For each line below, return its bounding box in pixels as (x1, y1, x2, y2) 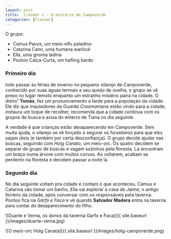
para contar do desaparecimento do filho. (5, 202, 93, 208)
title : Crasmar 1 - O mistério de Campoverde (5, 12, 106, 17)
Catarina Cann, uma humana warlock (12, 46, 91, 53)
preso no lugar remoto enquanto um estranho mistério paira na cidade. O (5, 92, 159, 99)
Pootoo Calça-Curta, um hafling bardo (12, 57, 93, 63)
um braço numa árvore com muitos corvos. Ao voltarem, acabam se (5, 151, 149, 157)
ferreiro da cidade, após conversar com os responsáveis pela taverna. (5, 192, 153, 198)
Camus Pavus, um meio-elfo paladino (12, 41, 92, 47)
